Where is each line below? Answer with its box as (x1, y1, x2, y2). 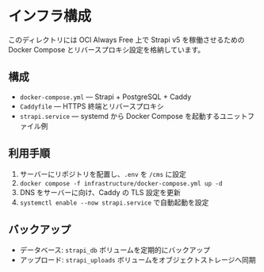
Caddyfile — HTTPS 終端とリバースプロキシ (19, 101, 164, 111)
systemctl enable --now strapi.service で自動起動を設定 (19, 197, 209, 207)
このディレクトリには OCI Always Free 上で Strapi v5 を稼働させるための (8, 35, 245, 44)
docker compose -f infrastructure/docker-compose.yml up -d (19, 179, 223, 187)
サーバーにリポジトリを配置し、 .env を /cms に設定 (19, 169, 186, 178)
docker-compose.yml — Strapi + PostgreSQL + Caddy (19, 92, 192, 102)
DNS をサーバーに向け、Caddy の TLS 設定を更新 (19, 187, 181, 197)
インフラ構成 (8, 7, 92, 25)
